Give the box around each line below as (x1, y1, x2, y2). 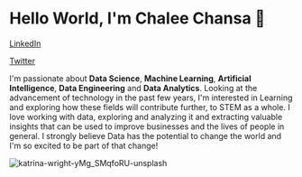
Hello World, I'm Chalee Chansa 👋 (9, 8, 266, 29)
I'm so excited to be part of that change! (9, 140, 159, 151)
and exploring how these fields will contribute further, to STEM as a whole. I (9, 101, 290, 112)
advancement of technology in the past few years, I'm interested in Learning (9, 92, 293, 103)
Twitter (9, 55, 36, 66)
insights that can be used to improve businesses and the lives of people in (9, 121, 285, 132)
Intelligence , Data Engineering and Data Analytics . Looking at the (9, 82, 258, 93)
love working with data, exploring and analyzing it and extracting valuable (9, 111, 283, 122)
